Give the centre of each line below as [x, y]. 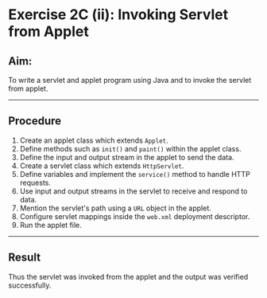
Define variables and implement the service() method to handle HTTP [135, 174]
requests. [35, 182]
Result [25, 258]
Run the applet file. [50, 225]
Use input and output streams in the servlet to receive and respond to [133, 191]
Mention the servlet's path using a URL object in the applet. [116, 208]
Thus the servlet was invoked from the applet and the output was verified [128, 276]
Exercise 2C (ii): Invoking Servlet [118, 15]
